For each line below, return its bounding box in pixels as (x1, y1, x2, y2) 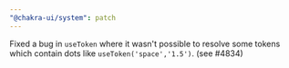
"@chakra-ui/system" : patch (9, 13, 117, 23)
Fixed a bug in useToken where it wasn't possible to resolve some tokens (9, 38, 281, 49)
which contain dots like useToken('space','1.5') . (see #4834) (9, 47, 243, 59)
